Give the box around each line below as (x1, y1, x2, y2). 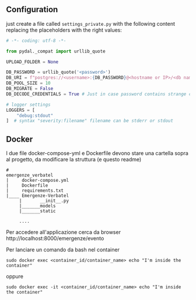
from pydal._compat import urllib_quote (6, 48, 106, 54)
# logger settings (6, 102, 51, 108)
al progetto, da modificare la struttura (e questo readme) (6, 156, 142, 163)
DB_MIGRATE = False (6, 86, 54, 92)
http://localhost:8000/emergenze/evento (6, 235, 104, 242)
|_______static (19, 208, 57, 214)
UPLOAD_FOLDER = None (6, 58, 59, 65)
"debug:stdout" (16, 112, 54, 119)
